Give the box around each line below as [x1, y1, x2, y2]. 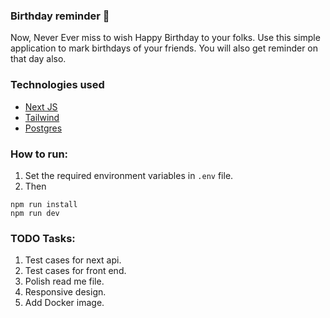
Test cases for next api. [24, 254, 122, 266]
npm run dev [10, 208, 60, 218]
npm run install [10, 199, 78, 209]
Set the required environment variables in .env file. [24, 169, 234, 181]
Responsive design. [24, 286, 107, 298]
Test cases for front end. [24, 265, 127, 277]
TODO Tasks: [10, 231, 76, 245]
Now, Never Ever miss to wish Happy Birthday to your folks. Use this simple [10, 32, 321, 44]
